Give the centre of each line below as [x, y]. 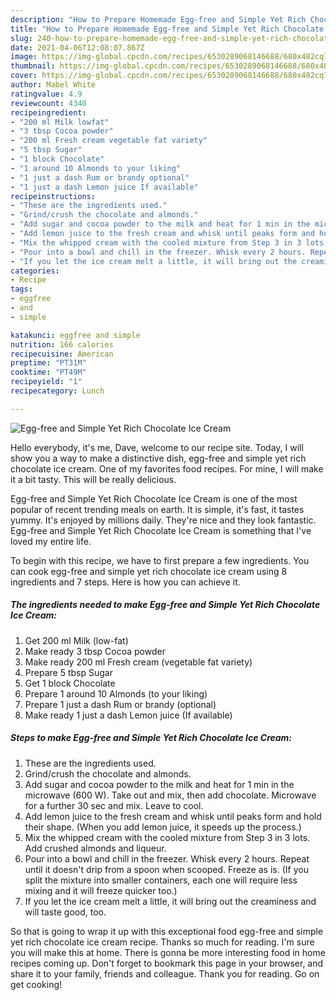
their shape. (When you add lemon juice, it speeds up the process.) [163, 827]
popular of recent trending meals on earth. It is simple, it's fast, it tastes [157, 509]
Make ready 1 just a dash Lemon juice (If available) [128, 715]
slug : [21, 38]
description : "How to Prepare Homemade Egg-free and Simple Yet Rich [158, 19]
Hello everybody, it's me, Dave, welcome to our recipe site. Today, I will [157, 447]
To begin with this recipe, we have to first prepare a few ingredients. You [160, 560]
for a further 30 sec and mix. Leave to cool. [114, 805]
